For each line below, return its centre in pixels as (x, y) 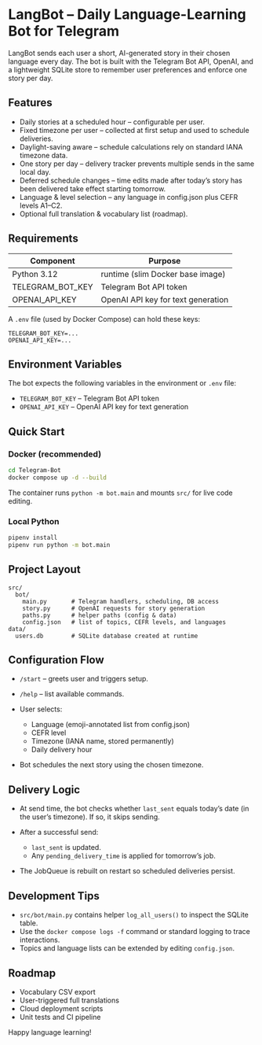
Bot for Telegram (64, 31)
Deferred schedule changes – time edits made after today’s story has (131, 180)
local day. (35, 172)
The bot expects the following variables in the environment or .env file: (122, 383)
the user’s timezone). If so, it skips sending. (90, 817)
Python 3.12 (35, 274)
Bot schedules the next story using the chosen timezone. (111, 765)
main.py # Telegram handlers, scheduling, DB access (121, 601)
